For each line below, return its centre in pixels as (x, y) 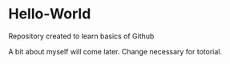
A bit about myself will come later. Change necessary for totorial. (115, 51)
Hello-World (50, 14)
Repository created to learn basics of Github (81, 36)
